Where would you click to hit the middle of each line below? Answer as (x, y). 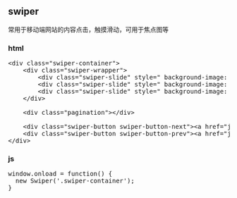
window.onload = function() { (60, 174)
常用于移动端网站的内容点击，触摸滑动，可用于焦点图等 (88, 29)
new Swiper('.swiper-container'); (75, 181)
